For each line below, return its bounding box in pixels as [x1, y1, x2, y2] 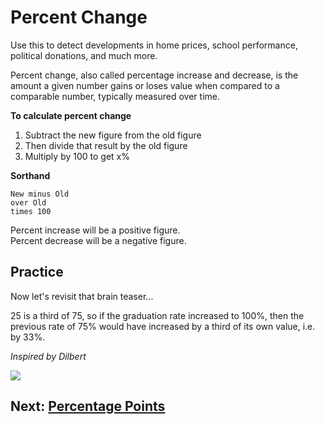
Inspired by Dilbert [10, 350, 87, 362]
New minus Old [10, 189, 70, 199]
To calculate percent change [10, 109, 132, 121]
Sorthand [10, 169, 51, 181]
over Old [10, 197, 47, 208]
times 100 [10, 206, 52, 216]
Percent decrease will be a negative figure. [10, 234, 187, 246]
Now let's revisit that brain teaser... [10, 290, 154, 302]
